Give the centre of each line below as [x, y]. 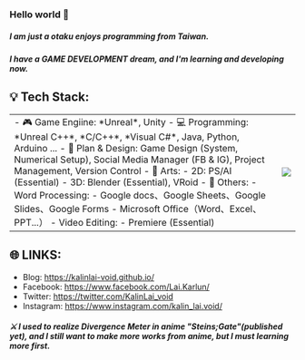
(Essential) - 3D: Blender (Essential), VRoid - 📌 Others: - [135, 182]
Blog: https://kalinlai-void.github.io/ [89, 277]
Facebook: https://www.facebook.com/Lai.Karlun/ [116, 287]
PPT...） [31, 222]
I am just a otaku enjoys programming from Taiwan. [109, 36]
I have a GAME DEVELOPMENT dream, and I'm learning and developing [147, 59]
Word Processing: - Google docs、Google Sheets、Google [140, 195]
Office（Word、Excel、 [212, 209]
